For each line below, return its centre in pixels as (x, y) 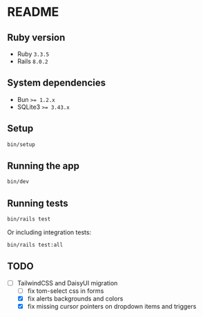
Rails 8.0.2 (32, 61)
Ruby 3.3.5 (33, 54)
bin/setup (21, 144)
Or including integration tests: (49, 232)
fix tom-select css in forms (66, 291)
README (33, 12)
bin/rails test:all (35, 245)
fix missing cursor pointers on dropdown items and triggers (112, 306)
